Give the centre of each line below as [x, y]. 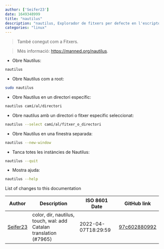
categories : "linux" [26, 28]
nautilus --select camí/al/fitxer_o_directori [53, 124]
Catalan [41, 227]
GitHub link [138, 204]
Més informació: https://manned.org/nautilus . [62, 51]
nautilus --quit [21, 161]
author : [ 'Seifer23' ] [27, 10]
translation [45, 233]
